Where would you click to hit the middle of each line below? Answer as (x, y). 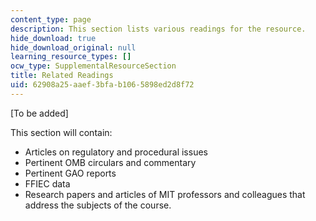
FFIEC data (47, 183)
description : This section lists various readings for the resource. (158, 29)
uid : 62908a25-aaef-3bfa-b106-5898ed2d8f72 (102, 85)
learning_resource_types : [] (71, 57)
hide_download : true (53, 38)
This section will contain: (61, 132)
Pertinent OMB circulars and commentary (110, 162)
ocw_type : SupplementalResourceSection (93, 66)
